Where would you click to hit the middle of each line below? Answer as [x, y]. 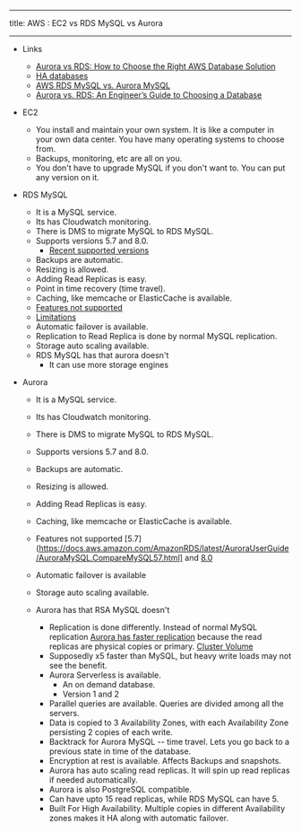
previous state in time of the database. [120, 751]
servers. [64, 713]
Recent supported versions [99, 250]
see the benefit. [78, 666]
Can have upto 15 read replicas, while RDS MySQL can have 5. [164, 799]
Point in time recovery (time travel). [100, 289]
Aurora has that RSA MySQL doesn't [103, 610]
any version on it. [68, 177]
